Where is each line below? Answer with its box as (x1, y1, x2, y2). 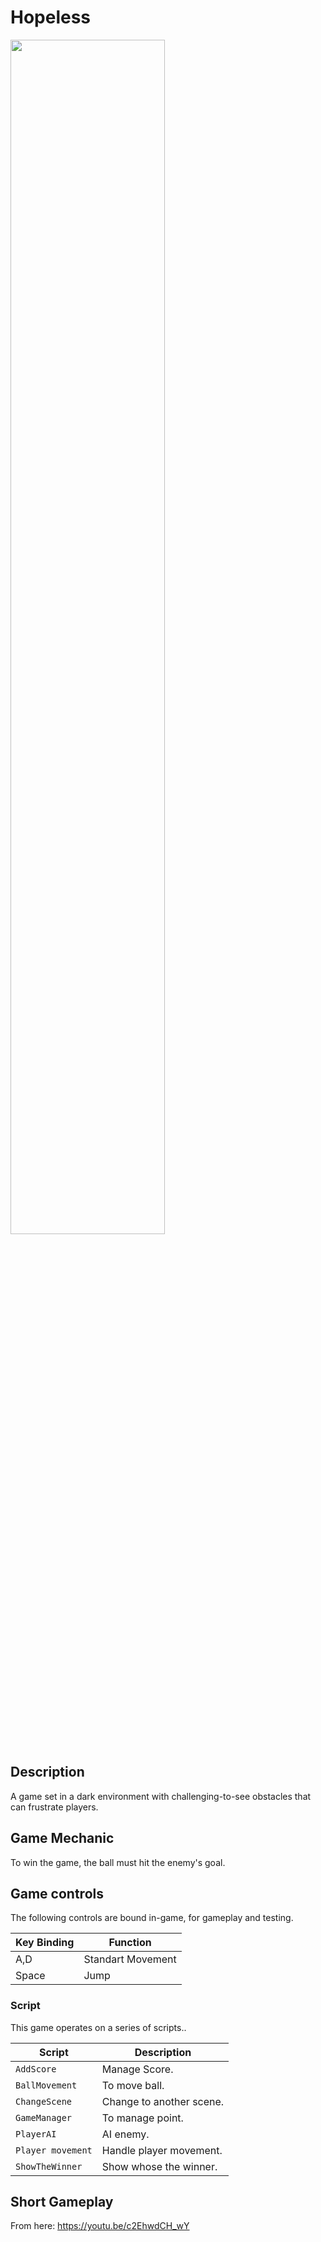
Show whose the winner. (101, 2159, 218, 2173)
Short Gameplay (10, 2194, 114, 2211)
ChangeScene (15, 2096, 73, 2107)
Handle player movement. (101, 2143, 223, 2157)
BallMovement (15, 2079, 78, 2091)
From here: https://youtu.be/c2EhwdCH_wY (10, 2220, 190, 2232)
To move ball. (101, 2078, 165, 2092)
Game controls (10, 1885, 104, 1902)
